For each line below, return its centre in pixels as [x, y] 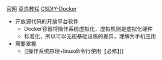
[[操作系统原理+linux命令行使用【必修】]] [74, 51]
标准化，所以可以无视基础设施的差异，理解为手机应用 [90, 36]
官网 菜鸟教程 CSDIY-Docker [42, 9]
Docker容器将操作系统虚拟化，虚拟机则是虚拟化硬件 [88, 29]
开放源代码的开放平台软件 [47, 21]
